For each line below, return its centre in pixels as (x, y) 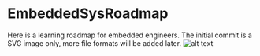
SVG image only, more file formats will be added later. (95, 43)
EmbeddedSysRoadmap (88, 14)
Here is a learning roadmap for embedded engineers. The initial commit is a (130, 35)
